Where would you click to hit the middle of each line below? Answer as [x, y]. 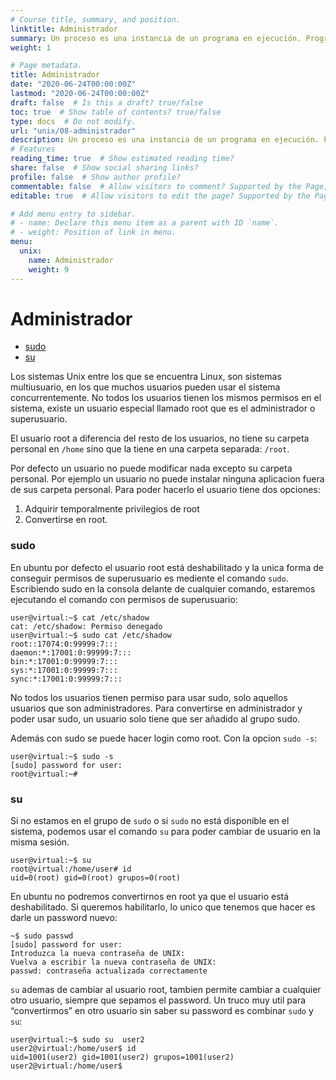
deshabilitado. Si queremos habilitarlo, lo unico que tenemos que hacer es [163, 907]
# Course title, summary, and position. [96, 19]
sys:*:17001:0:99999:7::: [64, 670]
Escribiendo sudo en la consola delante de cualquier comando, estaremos [163, 588]
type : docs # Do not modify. [73, 121]
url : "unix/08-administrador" [73, 131]
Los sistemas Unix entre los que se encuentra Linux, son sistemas [146, 377]
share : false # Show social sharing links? [104, 168]
